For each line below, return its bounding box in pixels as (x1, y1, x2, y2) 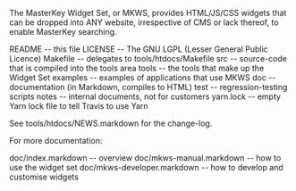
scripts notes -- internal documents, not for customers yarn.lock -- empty (9, 91, 282, 102)
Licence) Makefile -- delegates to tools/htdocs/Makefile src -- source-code (9, 54, 288, 63)
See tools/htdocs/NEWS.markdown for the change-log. (9, 118, 213, 129)
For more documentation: (9, 136, 103, 145)
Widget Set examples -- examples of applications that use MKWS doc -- (9, 72, 276, 83)
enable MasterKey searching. (9, 27, 118, 37)
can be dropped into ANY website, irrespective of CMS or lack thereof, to (9, 17, 279, 28)
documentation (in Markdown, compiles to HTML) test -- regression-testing (9, 82, 288, 92)
